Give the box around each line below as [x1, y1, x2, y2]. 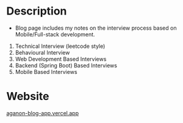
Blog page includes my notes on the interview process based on [15, 24, 177, 32]
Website [6, 90, 49, 104]
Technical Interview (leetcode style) [15, 42, 106, 50]
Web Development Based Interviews [15, 55, 107, 62]
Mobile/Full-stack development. [15, 30, 96, 38]
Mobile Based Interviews [15, 68, 77, 75]
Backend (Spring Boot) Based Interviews [15, 62, 118, 69]
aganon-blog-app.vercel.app [6, 109, 79, 116]
